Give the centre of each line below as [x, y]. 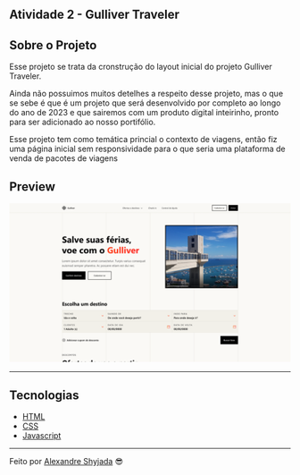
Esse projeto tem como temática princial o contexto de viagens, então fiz [144, 140]
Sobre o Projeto [53, 45]
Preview [33, 187]
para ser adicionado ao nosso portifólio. [83, 122]
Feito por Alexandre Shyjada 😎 [66, 462]
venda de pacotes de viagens [64, 158]
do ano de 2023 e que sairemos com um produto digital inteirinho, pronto [144, 113]
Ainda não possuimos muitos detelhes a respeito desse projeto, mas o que [146, 94]
